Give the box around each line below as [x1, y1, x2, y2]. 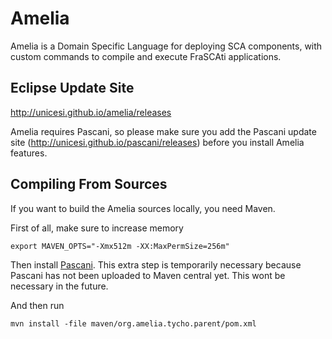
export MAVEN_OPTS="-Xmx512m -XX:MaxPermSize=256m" [10, 241, 230, 251]
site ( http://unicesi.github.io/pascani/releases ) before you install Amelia [10, 136, 305, 148]
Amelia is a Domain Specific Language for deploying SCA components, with [10, 40, 323, 52]
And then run [10, 299, 65, 311]
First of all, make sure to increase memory [10, 222, 184, 234]
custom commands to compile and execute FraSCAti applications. [10, 50, 282, 62]
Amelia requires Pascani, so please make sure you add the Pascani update [10, 125, 317, 137]
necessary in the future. [10, 280, 109, 292]
